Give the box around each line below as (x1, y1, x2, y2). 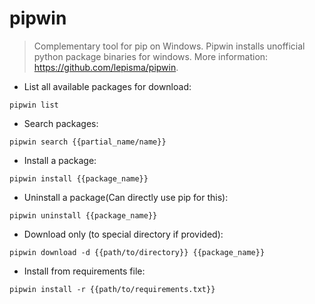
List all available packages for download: (23, 80, 192, 92)
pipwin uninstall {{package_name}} (9, 210, 158, 221)
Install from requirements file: (23, 265, 146, 277)
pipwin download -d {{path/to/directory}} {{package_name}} (9, 247, 266, 257)
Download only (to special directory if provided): (23, 228, 224, 240)
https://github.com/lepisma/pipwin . (33, 61, 179, 73)
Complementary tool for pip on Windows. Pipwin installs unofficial (33, 40, 306, 52)
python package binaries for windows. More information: (33, 50, 269, 62)
